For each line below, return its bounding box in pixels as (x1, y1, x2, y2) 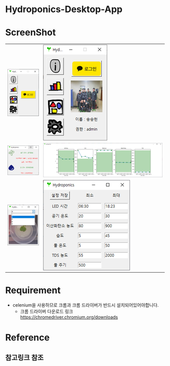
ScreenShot (5, 27, 56, 39)
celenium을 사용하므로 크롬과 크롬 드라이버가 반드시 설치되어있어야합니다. (12, 302, 159, 308)
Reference (5, 332, 50, 343)
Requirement (5, 285, 61, 296)
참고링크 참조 (5, 353, 44, 362)
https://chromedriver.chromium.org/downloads (20, 314, 118, 320)
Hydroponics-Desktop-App (5, 4, 123, 15)
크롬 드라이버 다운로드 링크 (20, 308, 73, 314)
